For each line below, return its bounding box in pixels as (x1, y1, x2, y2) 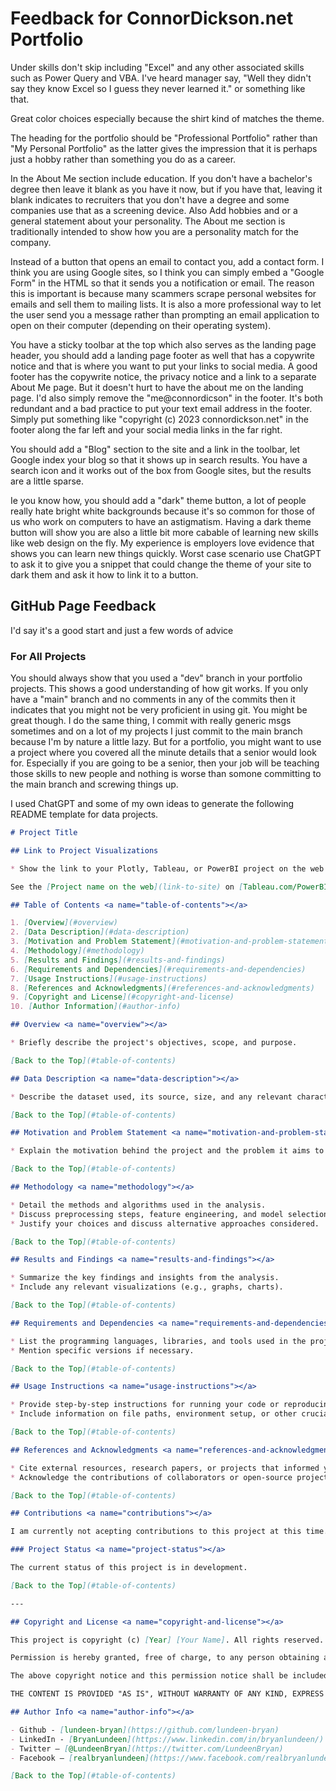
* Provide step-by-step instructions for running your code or (10, 1400, 280, 1410)
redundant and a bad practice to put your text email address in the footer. (10, 402, 313, 414)
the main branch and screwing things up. (10, 778, 179, 791)
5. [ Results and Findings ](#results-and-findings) (10, 955, 226, 965)
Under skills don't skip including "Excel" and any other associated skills (10, 61, 305, 73)
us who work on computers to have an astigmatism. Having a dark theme (10, 515, 312, 527)
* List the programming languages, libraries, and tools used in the (10, 1336, 307, 1346)
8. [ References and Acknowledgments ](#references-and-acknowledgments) (10, 983, 315, 993)
